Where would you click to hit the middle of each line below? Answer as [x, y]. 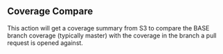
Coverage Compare [50, 11]
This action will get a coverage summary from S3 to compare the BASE [108, 28]
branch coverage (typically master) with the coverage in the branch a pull [112, 35]
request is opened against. [45, 43]
